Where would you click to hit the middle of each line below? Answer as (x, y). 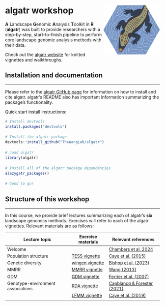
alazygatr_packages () (27, 173)
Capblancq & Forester (131, 283)
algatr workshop (39, 11)
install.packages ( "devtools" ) (36, 126)
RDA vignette (85, 286)
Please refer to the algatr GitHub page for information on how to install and (81, 92)
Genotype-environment (31, 283)
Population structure (28, 256)
